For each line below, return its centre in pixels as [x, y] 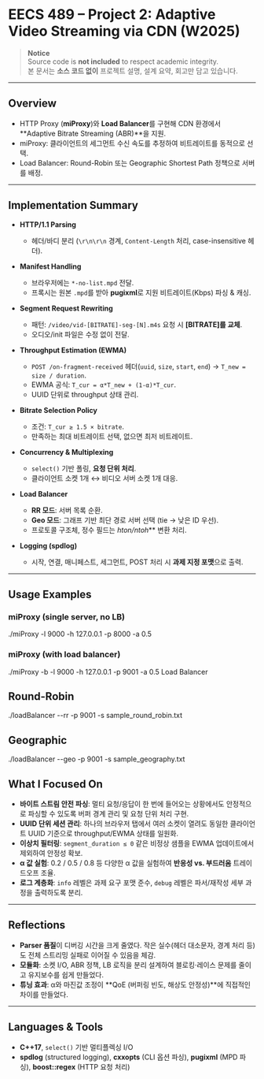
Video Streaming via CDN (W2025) [124, 31]
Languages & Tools [56, 1027]
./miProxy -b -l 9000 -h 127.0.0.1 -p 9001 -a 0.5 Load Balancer [108, 672]
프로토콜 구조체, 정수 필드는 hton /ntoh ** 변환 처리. [109, 530]
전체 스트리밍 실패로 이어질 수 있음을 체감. [92, 954]
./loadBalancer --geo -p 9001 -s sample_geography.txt [97, 759]
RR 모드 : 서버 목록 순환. [67, 510]
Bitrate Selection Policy [59, 410]
